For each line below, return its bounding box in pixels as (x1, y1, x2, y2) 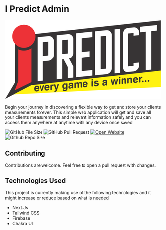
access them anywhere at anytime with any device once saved (5, 120, 133, 126)
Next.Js (12, 205, 29, 211)
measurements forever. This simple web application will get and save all (5, 109, 152, 115)
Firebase (12, 215, 31, 221)
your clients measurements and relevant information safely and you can (5, 115, 151, 120)
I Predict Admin (5, 3, 70, 15)
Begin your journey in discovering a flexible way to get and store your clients (5, 104, 161, 110)
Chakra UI (12, 221, 33, 227)
